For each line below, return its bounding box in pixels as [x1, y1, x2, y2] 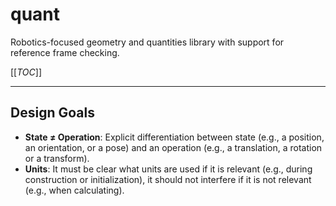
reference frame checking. [10, 46, 120, 58]
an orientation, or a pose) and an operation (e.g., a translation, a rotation [24, 141, 323, 153]
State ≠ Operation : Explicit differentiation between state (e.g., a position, [24, 131, 325, 143]
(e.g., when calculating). [24, 184, 125, 196]
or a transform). [24, 152, 90, 164]
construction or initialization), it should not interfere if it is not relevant [24, 173, 312, 185]
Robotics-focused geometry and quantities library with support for [10, 36, 285, 48]
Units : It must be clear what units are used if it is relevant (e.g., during [24, 163, 313, 175]
